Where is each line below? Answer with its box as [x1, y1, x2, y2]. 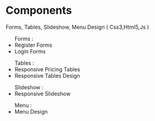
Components [5, 4, 72, 17]
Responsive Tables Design [14, 72, 81, 79]
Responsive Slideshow [14, 90, 71, 97]
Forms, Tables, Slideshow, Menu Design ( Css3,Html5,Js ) [5, 23, 150, 31]
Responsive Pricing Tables [14, 65, 81, 72]
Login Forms [14, 47, 46, 55]
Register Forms [14, 41, 52, 49]
